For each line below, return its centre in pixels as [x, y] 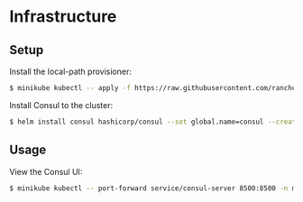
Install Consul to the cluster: [61, 105]
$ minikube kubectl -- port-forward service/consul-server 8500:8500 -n [149, 188]
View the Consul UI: [46, 171]
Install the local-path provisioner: [71, 71]
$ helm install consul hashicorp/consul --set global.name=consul [137, 122]
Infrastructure [63, 17]
